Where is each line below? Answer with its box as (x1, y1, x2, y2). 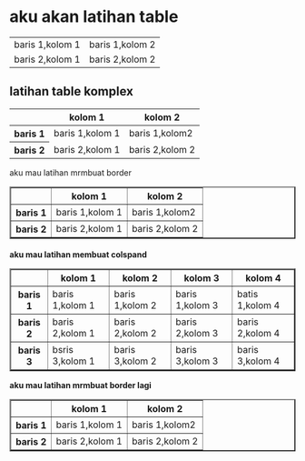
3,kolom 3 (175, 355, 219, 367)
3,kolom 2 (113, 355, 157, 367)
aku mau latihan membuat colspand (9, 249, 148, 260)
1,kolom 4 (237, 299, 280, 312)
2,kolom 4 (237, 327, 280, 340)
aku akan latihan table (9, 6, 179, 27)
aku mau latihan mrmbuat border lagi (9, 380, 152, 391)
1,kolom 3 (175, 299, 219, 312)
